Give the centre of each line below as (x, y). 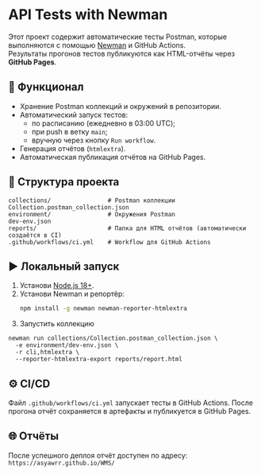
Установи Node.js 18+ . (57, 286)
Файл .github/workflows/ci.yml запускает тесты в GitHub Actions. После (131, 403)
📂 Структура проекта (64, 182)
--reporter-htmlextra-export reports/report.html (99, 360)
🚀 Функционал (46, 87)
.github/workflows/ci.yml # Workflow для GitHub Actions (110, 242)
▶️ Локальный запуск (64, 266)
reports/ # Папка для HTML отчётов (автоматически (127, 228)
